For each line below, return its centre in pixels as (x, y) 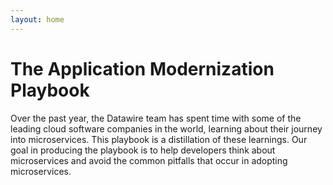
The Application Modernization (142, 68)
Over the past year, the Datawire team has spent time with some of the (156, 118)
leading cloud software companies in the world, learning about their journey (166, 128)
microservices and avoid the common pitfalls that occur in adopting (149, 160)
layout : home (37, 19)
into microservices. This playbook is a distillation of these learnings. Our (159, 139)
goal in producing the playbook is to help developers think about (143, 150)
